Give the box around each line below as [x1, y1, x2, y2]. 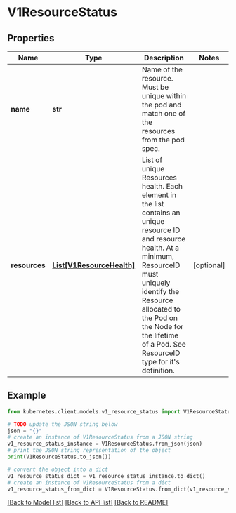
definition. [141, 366, 176, 375]
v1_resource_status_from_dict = [7, 486, 102, 493]
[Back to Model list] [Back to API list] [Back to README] [7, 498, 169, 507]
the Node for [141, 322, 184, 331]
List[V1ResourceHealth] [52, 260, 136, 270]
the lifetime [141, 331, 179, 340]
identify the [141, 287, 180, 296]
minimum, [141, 252, 174, 261]
